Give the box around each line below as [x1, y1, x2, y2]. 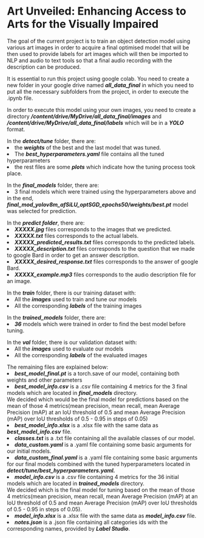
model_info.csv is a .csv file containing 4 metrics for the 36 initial [15, 473, 179, 480]
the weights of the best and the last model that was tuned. [15, 144, 161, 151]
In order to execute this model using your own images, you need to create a [7, 106, 196, 113]
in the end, [7, 194, 34, 201]
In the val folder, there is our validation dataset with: [7, 338, 137, 346]
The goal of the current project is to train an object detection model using [7, 37, 191, 44]
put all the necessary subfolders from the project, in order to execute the [7, 88, 189, 95]
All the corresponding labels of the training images [15, 302, 142, 309]
